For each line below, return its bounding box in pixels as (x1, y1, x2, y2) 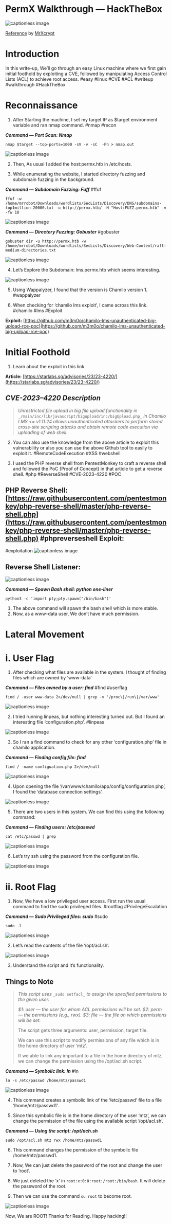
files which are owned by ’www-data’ (12, 675, 92, 681)
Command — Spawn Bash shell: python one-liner (5, 586, 113, 592)
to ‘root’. (12, 1168, 30, 1174)
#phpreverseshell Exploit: (40, 534, 124, 543)
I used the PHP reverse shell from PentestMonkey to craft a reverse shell (12, 460, 167, 466)
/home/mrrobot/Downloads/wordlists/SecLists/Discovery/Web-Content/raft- (5, 243, 167, 248)
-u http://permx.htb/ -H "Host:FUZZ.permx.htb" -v (55, 205, 167, 210)
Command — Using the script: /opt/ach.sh (5, 1128, 98, 1134)
